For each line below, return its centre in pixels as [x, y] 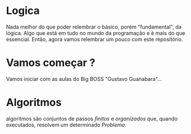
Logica [23, 11]
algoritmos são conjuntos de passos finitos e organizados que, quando [92, 118]
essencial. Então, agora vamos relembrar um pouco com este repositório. [95, 39]
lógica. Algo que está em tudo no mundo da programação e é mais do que [96, 33]
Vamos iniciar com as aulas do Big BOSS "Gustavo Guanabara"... [84, 79]
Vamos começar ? [51, 63]
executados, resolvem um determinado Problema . [66, 125]
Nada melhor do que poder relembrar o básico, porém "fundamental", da [94, 27]
